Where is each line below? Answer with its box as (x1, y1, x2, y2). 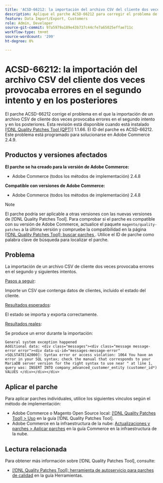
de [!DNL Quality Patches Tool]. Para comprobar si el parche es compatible (5, 216, 155, 222)
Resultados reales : (5, 321, 42, 327)
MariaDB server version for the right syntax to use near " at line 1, (5, 361, 153, 366)
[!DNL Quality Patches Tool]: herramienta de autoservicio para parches (12, 467, 154, 473)
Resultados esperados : (5, 302, 51, 308)
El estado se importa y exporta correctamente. (5, 311, 98, 317)
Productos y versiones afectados (5, 151, 108, 159)
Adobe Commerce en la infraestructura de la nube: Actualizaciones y (12, 421, 150, 427)
